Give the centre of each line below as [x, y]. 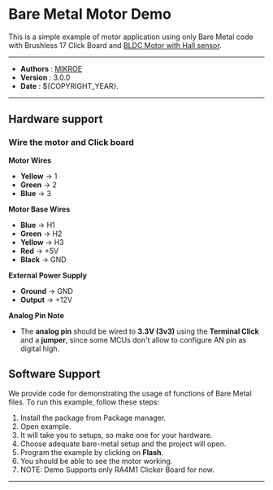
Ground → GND [46, 291]
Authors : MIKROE [51, 68]
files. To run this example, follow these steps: [84, 402]
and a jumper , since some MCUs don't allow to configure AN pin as [133, 339]
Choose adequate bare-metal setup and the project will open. [123, 444]
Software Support [54, 374]
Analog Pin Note [37, 315]
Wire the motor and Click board [71, 142]
